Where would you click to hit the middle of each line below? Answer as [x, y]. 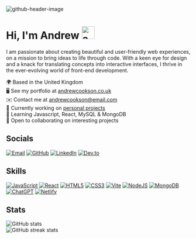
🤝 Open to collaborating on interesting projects [62, 120]
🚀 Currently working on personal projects [56, 108]
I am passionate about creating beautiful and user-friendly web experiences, [98, 51]
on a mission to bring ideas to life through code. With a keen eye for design [97, 58]
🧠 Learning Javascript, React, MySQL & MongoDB [66, 114]
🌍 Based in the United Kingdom [44, 82]
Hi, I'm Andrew [43, 36]
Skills [16, 172]
